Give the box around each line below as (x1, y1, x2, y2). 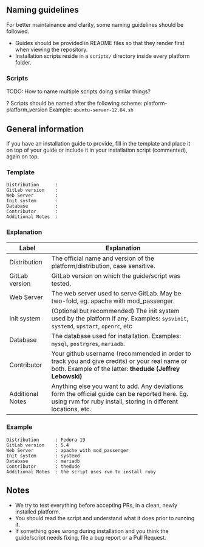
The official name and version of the (51, 254, 155, 263)
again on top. (6, 152, 39, 160)
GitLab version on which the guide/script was (51, 271, 181, 280)
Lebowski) (51, 372, 83, 380)
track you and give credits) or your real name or (51, 356, 187, 365)
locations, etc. (51, 404, 92, 413)
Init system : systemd (6, 453, 80, 459)
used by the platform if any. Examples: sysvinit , (51, 314, 189, 322)
